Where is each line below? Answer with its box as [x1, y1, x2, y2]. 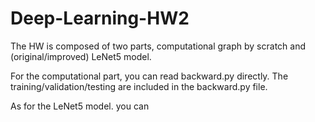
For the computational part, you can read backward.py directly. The [10, 70, 289, 82]
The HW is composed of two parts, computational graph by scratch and [10, 40, 306, 52]
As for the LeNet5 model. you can [10, 100, 150, 112]
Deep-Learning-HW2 [10, 7, 190, 30]
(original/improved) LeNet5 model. [10, 50, 152, 62]
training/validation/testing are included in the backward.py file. [10, 80, 268, 92]
